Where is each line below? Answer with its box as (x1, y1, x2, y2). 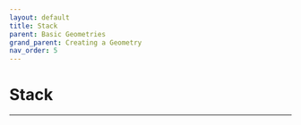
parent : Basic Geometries (9, 29, 106, 38)
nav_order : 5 (9, 46, 58, 55)
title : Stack (9, 21, 58, 30)
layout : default (9, 12, 70, 22)
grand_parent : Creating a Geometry (9, 37, 142, 47)
